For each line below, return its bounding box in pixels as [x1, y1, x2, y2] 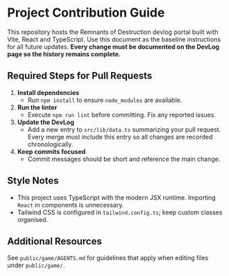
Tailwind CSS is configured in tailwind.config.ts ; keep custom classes [17, 208, 223, 216]
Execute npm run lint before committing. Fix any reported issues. [27, 110, 217, 119]
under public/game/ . [7, 261, 65, 270]
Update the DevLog [17, 118, 74, 126]
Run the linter [17, 103, 58, 112]
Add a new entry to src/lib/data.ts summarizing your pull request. [27, 125, 221, 133]
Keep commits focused [17, 147, 86, 155]
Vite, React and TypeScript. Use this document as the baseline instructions [7, 35, 221, 43]
